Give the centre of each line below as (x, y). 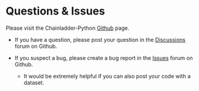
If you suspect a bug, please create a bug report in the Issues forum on (103, 58)
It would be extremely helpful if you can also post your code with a (107, 76)
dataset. (34, 83)
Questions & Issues (55, 11)
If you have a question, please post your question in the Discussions (100, 39)
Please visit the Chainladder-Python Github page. (68, 28)
